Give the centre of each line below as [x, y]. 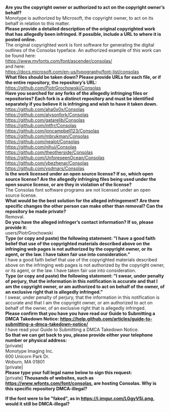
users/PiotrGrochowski [29, 233]
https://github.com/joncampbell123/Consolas [52, 131]
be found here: [21, 56]
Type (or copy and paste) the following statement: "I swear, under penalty [85, 276]
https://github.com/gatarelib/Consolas [45, 120]
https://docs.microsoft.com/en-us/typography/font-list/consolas [72, 72]
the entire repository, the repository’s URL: [51, 82]
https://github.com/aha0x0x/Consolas [45, 109]
